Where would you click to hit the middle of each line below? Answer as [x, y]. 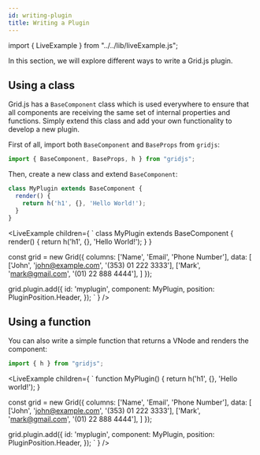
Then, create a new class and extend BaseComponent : [93, 174]
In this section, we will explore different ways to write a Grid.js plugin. [121, 61]
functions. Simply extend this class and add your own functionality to [120, 121]
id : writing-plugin [40, 15]
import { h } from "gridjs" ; [56, 364]
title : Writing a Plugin [49, 23]
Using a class [42, 85]
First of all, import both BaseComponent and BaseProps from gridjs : [114, 145]
